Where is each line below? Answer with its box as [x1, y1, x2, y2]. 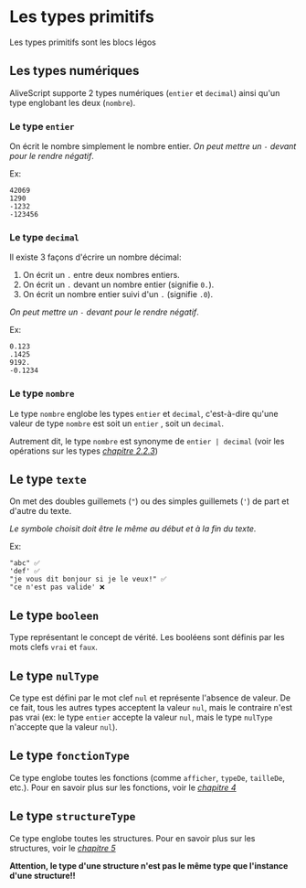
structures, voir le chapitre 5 [9, 842, 116, 853]
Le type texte [9, 472, 87, 487]
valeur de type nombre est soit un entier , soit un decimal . [9, 418, 225, 429]
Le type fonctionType [9, 748, 130, 764]
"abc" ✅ [9, 559, 41, 568]
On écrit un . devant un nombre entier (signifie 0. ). [22, 279, 215, 290]
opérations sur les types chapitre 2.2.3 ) [9, 445, 158, 456]
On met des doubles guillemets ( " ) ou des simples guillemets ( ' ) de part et [9, 496, 290, 507]
